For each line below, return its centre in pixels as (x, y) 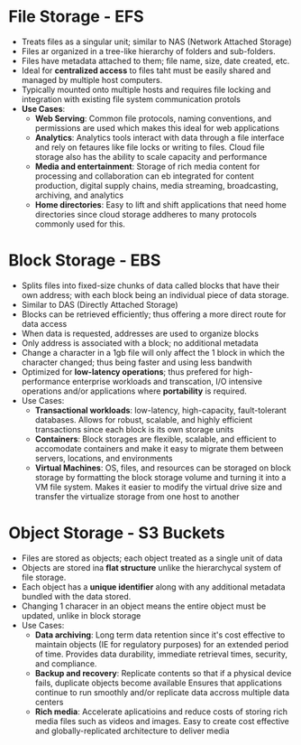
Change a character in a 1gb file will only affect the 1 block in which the (153, 352)
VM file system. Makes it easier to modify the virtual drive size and (159, 487)
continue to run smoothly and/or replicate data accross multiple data (162, 692)
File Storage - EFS (77, 17)
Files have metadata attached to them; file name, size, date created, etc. (155, 61)
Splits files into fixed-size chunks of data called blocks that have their (150, 285)
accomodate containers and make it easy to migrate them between (159, 448)
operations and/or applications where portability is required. (134, 391)
